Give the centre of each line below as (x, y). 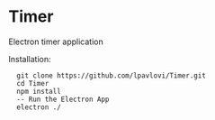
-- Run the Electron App (63, 99)
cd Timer (33, 83)
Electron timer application (56, 42)
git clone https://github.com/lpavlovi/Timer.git (111, 75)
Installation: (30, 59)
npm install (39, 91)
